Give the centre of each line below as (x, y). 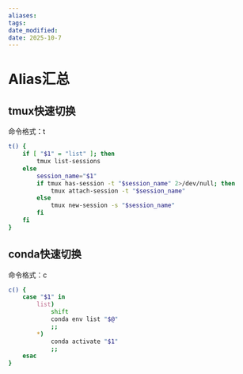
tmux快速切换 (42, 111)
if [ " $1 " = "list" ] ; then (68, 154)
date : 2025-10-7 (35, 38)
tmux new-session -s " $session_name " (113, 206)
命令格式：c (28, 275)
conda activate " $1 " (84, 342)
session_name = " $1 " (67, 176)
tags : (17, 23)
